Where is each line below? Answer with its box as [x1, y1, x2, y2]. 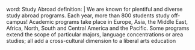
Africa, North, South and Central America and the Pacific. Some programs [6, 24, 190, 32]
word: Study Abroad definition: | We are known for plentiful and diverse [6, 6, 183, 12]
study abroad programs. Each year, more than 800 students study [6, 12, 170, 19]
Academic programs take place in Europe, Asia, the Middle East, [29, 18, 188, 25]
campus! [6, 18, 28, 25]
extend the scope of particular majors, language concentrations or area [6, 31, 184, 38]
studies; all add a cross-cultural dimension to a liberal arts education [6, 37, 176, 44]
